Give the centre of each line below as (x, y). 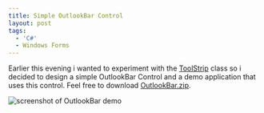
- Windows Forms (42, 46)
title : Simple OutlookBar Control (66, 16)
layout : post (30, 23)
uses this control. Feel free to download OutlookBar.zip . (100, 86)
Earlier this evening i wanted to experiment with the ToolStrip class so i (125, 68)
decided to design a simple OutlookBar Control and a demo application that (132, 77)
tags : (17, 30)
